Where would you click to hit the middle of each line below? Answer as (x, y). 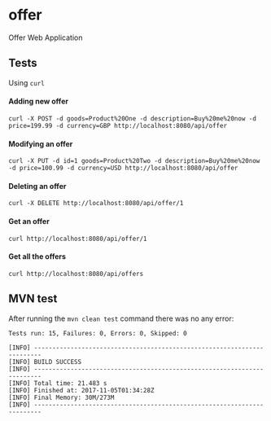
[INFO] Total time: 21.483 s (58, 383)
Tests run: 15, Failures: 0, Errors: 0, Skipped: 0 (98, 333)
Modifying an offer (41, 143)
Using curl (26, 82)
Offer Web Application (46, 37)
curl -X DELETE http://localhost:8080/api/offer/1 (96, 204)
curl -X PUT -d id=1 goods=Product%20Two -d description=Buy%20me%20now (134, 161)
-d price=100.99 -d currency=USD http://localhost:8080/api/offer (123, 169)
